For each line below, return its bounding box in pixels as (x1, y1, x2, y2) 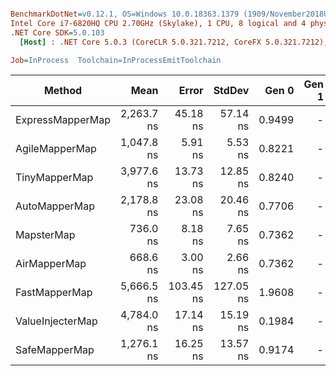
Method (43, 84, 83, 98)
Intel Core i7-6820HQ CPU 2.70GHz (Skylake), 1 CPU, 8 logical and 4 (10, 18, 307, 28)
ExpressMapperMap (15, 113, 111, 127)
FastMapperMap (15, 286, 93, 300)
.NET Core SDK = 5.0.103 (10, 27, 105, 38)
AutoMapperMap (15, 199, 96, 213)
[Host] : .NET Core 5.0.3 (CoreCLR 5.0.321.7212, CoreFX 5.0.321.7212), (19, 37, 329, 47)
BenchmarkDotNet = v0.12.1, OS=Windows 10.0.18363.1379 (10, 9, 240, 19)
